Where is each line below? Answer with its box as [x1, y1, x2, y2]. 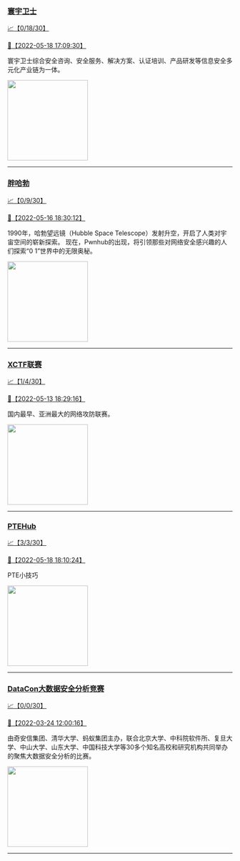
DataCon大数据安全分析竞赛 [7, 684, 105, 694]
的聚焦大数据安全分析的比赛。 [7, 752, 95, 760]
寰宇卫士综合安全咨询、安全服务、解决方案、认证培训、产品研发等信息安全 [7, 56, 226, 65]
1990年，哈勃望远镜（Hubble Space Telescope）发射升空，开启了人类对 [7, 229, 221, 237]
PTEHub [7, 521, 37, 531]
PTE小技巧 [7, 571, 39, 579]
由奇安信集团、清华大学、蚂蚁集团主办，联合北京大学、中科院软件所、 [7, 734, 214, 742]
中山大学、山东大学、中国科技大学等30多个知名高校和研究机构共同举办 [19, 743, 229, 752]
